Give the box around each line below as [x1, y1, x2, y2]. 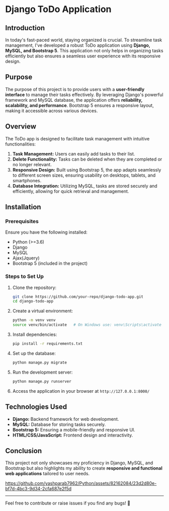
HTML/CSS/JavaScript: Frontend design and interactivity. [12, 432, 133, 438]
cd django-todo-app [12, 299, 54, 304]
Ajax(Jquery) [12, 255, 40, 261]
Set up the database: [12, 350, 56, 356]
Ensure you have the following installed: [5, 229, 88, 235]
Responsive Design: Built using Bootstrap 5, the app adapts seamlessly [12, 167, 161, 173]
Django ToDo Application [5, 4, 112, 15]
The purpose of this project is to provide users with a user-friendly [5, 86, 145, 92]
